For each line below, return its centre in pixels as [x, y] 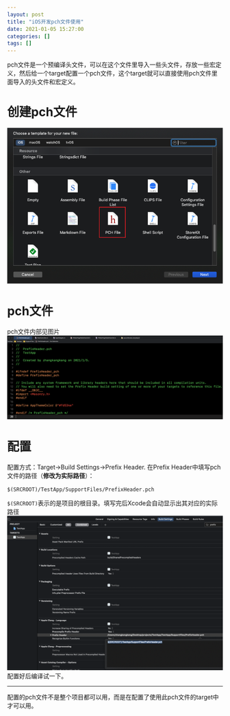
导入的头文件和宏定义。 [46, 82]
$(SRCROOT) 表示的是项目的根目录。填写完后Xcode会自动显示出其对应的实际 [112, 503]
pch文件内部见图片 [34, 332]
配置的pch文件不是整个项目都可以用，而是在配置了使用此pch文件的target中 [113, 697]
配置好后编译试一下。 [37, 675]
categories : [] [29, 36]
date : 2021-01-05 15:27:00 [46, 29]
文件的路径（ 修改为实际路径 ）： [51, 475]
